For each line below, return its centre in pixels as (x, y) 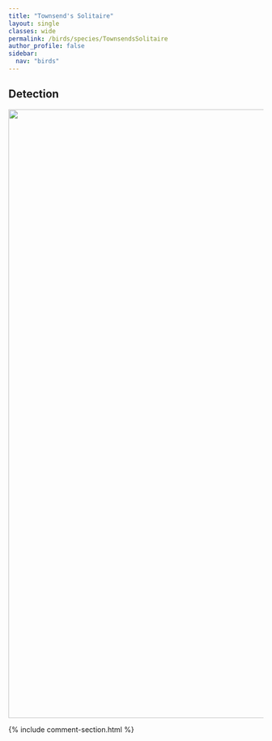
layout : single (34, 24)
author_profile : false (47, 46)
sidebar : (23, 54)
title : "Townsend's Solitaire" (61, 16)
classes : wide (32, 31)
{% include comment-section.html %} (72, 729)
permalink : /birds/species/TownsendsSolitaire (88, 39)
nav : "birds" (38, 62)
